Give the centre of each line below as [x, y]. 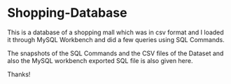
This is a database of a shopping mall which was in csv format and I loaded [115, 32]
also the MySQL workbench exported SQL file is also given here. [100, 60]
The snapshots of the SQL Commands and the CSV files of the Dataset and [115, 53]
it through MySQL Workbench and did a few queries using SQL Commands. [116, 39]
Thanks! [19, 74]
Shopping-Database [67, 13]
